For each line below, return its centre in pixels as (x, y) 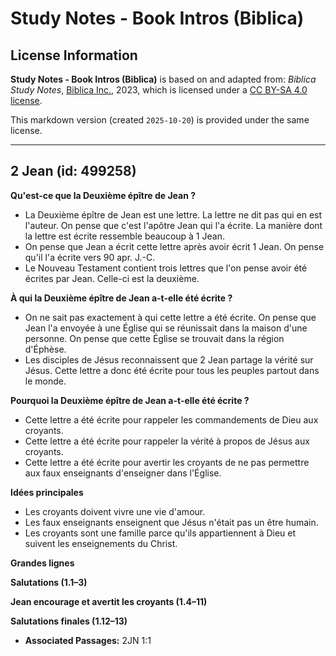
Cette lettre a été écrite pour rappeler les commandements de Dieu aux (171, 419)
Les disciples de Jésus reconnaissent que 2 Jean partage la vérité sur (169, 359)
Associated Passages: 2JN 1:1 (88, 640)
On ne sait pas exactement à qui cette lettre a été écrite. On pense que (170, 317)
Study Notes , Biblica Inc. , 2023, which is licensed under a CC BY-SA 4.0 (159, 90)
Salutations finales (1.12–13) (69, 621)
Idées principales (47, 492)
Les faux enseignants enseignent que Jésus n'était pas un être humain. (171, 522)
